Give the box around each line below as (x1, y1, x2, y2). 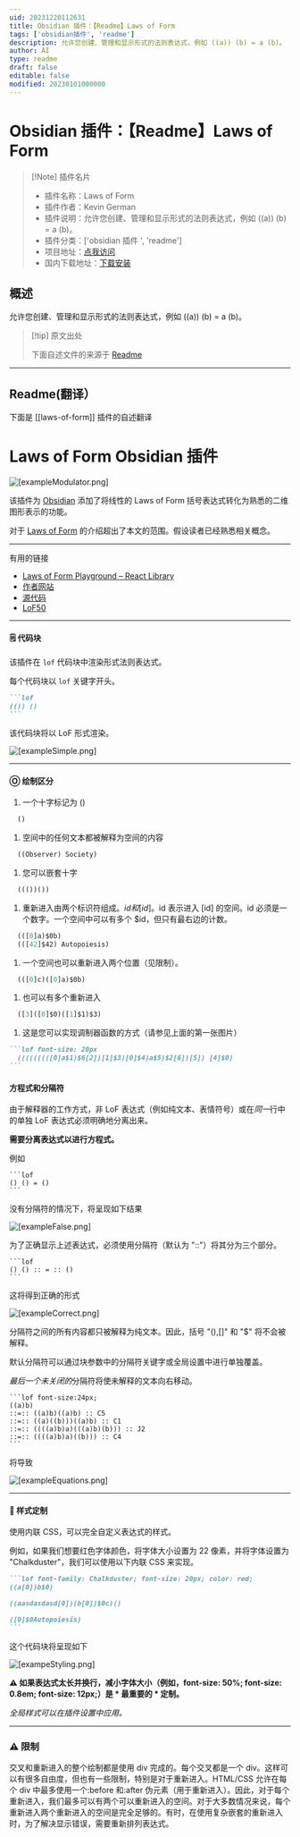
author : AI (9, 47, 50, 55)
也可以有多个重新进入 (21, 992, 101, 1003)
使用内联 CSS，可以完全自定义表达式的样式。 (9, 1527, 177, 1537)
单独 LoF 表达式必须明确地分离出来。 (16, 1115, 154, 1126)
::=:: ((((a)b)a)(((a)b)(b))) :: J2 (9, 1425, 146, 1434)
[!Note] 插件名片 (30, 171, 91, 182)
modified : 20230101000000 (9, 80, 105, 89)
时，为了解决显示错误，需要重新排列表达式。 (9, 1817, 174, 1829)
